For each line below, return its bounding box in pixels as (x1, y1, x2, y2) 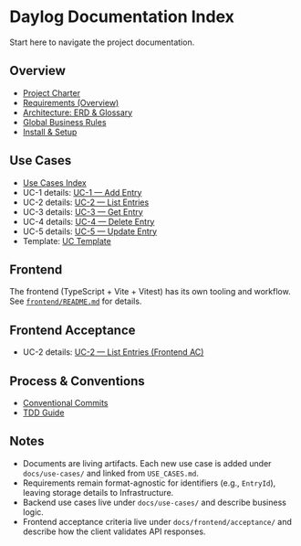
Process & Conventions (9, 373, 145, 389)
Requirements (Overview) (22, 97, 119, 108)
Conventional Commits (22, 398, 109, 408)
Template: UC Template (22, 235, 111, 246)
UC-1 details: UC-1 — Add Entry (22, 187, 142, 198)
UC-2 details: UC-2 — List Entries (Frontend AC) (22, 347, 204, 358)
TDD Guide (22, 407, 65, 418)
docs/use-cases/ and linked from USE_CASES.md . (22, 467, 199, 478)
